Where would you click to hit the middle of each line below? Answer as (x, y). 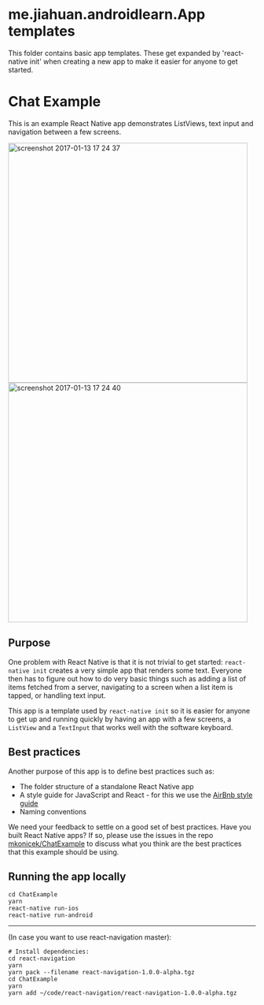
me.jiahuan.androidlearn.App (107, 15)
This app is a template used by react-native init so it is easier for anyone (129, 710)
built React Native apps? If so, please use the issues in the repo (111, 835)
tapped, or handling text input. (57, 695)
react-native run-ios (44, 909)
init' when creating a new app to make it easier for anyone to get (134, 61)
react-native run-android (50, 915)
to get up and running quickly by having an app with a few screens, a (120, 719)
